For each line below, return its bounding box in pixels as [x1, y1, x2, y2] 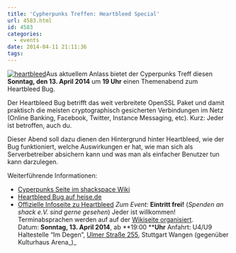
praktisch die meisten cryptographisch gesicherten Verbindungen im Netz [7, 106, 224, 114]
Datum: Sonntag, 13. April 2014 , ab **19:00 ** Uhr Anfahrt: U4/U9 [17, 222, 213, 231]
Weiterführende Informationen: [7, 171, 98, 180]
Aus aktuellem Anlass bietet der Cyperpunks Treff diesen [45, 69, 213, 78]
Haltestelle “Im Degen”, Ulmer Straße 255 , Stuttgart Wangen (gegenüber [17, 230, 229, 239]
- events [13, 37, 40, 44]
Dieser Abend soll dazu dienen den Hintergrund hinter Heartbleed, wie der [7, 134, 225, 143]
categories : [7, 30, 43, 38]
